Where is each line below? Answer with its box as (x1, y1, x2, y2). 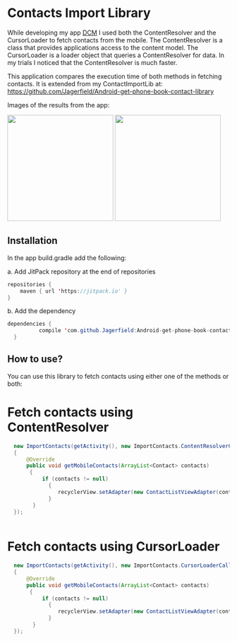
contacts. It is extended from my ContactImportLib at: (7, 79, 164, 88)
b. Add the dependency (7, 307, 76, 315)
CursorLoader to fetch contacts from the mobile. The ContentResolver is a (7, 35, 224, 44)
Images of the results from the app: (7, 100, 110, 109)
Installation (7, 235, 58, 247)
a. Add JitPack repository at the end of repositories (7, 267, 156, 276)
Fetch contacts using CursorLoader (7, 539, 220, 555)
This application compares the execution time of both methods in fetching (7, 72, 222, 81)
